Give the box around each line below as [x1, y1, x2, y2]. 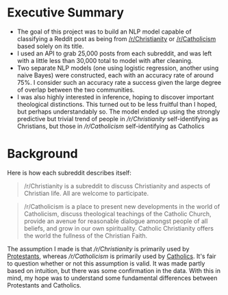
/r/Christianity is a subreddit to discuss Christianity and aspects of [23, 181, 211, 190]
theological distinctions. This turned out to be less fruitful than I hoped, [16, 100, 217, 108]
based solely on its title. [16, 42, 84, 50]
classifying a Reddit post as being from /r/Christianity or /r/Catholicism [16, 34, 216, 42]
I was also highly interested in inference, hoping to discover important [16, 92, 214, 101]
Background [7, 146, 78, 162]
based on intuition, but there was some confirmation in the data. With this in [7, 266, 221, 274]
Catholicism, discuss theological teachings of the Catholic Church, [23, 209, 212, 218]
